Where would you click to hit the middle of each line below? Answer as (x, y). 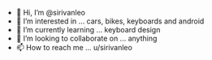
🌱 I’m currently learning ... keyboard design (88, 30)
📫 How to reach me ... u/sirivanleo (74, 47)
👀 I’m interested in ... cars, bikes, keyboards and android (110, 21)
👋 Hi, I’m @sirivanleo (50, 13)
